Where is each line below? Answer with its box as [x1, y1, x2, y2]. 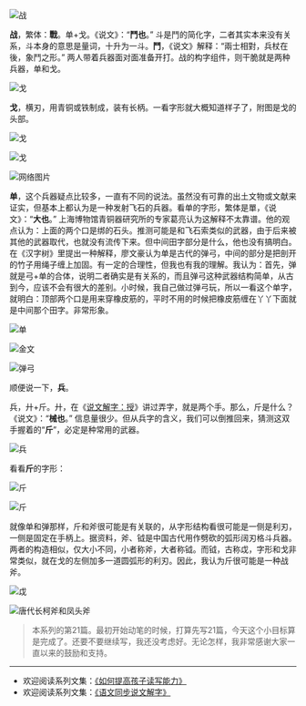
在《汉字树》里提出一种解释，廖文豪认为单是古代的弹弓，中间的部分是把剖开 [9, 248, 297, 259]
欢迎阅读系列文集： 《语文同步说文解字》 [22, 687, 171, 697]
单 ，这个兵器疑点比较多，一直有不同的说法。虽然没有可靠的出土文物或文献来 [9, 191, 297, 201]
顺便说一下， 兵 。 [9, 383, 74, 393]
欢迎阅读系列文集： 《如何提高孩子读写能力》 [22, 675, 187, 686]
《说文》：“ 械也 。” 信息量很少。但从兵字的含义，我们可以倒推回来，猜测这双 [9, 413, 291, 424]
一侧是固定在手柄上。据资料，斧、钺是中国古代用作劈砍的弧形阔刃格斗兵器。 [9, 533, 297, 543]
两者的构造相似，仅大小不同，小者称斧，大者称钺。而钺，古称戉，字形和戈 [9, 544, 289, 555]
